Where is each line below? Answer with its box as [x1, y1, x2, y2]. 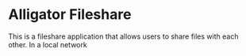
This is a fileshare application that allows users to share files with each [8, 32, 239, 41]
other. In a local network [8, 39, 87, 49]
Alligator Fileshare [8, 6, 132, 24]
